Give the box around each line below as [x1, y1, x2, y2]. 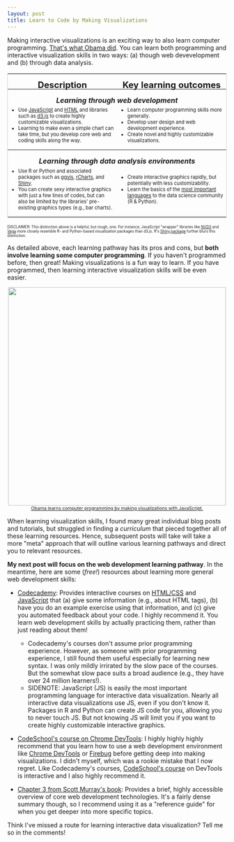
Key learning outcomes [122, 79, 221, 91]
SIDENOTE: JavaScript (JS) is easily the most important [27, 683, 187, 692]
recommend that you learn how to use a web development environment [17, 741, 223, 750]
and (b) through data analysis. [7, 58, 93, 66]
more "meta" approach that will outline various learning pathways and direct [7, 539, 226, 547]
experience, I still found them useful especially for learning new [27, 654, 210, 662]
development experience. [127, 125, 186, 132]
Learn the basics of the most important [127, 186, 217, 193]
